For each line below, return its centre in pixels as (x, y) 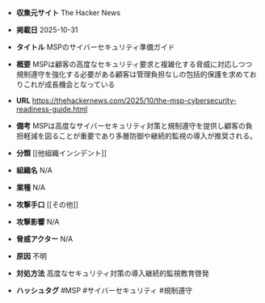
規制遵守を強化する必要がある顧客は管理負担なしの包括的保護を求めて (133, 74)
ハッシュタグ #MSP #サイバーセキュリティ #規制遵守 (104, 290)
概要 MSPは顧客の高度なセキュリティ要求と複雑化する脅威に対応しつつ (134, 64)
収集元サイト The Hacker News (68, 13)
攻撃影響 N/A (38, 222)
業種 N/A (31, 187)
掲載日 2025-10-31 (47, 30)
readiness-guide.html (52, 109)
